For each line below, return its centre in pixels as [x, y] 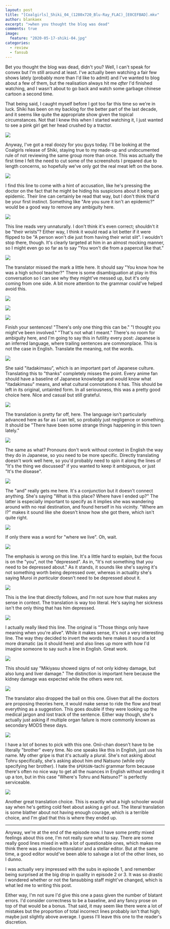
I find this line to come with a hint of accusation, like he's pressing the [78, 185]
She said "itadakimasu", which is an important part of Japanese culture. [80, 368]
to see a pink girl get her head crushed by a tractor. [59, 125]
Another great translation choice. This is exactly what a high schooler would [84, 801]
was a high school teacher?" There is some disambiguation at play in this [81, 272]
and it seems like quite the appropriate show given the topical [69, 114]
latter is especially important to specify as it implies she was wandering [80, 501]
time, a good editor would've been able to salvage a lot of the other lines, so [84, 854]
